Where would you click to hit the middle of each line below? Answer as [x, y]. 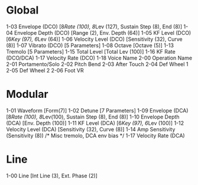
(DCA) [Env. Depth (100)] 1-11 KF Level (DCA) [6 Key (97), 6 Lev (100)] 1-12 [95, 123]
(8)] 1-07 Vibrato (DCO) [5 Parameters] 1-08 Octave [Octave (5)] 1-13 [90, 45]
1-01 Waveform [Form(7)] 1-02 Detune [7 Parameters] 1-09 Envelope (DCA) [97, 110]
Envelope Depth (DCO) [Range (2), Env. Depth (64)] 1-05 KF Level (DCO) [103, 32]
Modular [27, 94]
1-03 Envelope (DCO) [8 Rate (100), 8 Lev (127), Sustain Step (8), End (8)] [94, 27]
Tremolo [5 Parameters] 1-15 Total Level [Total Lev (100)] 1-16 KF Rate [91, 51]
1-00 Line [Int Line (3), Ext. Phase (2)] [52, 176]
